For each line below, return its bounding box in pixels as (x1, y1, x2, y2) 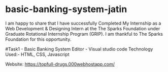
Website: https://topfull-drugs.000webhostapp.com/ (5, 61, 115, 67)
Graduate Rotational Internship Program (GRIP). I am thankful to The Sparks (5, 31, 163, 37)
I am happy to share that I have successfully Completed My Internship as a (5, 20, 161, 26)
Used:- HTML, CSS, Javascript (5, 51, 70, 57)
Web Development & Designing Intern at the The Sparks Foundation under (5, 25, 160, 31)
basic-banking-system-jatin (5, 4, 127, 15)
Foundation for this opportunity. (5, 36, 72, 42)
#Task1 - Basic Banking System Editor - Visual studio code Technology (5, 46, 153, 52)
